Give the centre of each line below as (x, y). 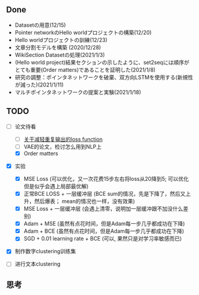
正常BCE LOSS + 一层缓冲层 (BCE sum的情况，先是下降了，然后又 (105, 194)
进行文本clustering (38, 264)
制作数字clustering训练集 (45, 251)
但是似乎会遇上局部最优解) (56, 186)
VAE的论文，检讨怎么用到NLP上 (63, 146)
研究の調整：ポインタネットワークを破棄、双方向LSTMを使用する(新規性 (104, 77)
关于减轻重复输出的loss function (63, 139)
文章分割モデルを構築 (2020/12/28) (58, 47)
